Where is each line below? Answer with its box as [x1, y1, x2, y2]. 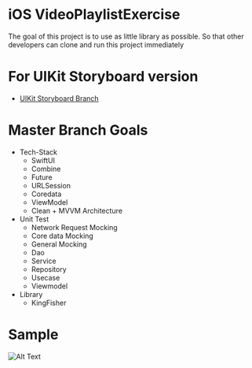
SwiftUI [31, 155, 55, 165]
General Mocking [31, 239, 88, 249]
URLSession [31, 180, 71, 190]
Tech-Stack [19, 147, 57, 157]
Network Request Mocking [31, 222, 118, 232]
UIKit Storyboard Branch [19, 93, 100, 103]
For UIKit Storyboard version [8, 68, 199, 86]
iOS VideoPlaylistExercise [8, 6, 181, 24]
